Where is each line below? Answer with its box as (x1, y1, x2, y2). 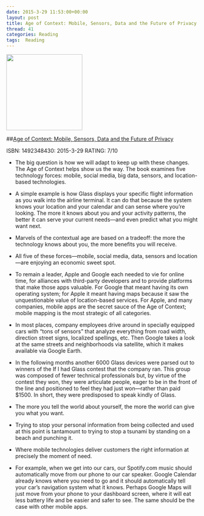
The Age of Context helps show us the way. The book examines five (15, 166, 186, 172)
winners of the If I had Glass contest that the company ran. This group (15, 366, 191, 372)
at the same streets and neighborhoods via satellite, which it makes (15, 341, 184, 347)
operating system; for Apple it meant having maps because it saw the (15, 290, 189, 297)
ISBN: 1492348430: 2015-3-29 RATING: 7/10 (6, 147, 118, 154)
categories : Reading (6, 32, 59, 38)
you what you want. (15, 410, 65, 417)
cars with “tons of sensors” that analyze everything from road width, (15, 328, 187, 335)
